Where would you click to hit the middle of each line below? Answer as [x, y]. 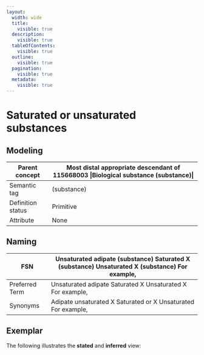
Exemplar [25, 331]
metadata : [24, 79]
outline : [23, 57]
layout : [16, 12]
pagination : [27, 68]
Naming [22, 242]
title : [20, 23]
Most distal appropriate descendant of [123, 167]
